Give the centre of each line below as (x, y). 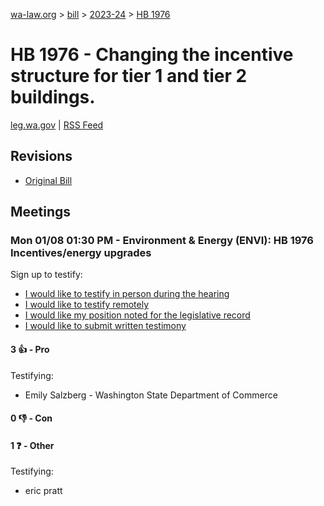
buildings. (53, 97)
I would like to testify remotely (87, 305)
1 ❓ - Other (32, 445)
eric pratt (43, 491)
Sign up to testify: (46, 275)
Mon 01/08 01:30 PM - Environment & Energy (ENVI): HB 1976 (162, 241)
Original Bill (48, 180)
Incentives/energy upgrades (81, 253)
